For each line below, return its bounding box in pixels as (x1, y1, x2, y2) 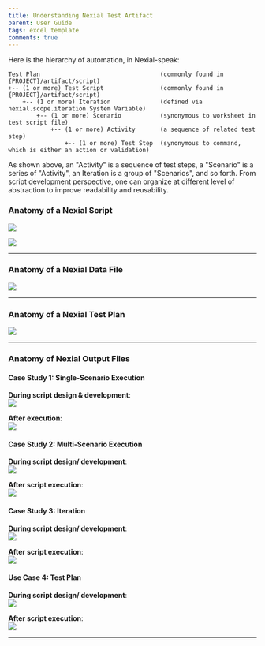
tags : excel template (8, 26, 80, 34)
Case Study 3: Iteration (8, 506, 86, 516)
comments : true (8, 33, 58, 42)
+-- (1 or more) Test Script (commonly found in (8, 84, 224, 92)
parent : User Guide (8, 19, 73, 27)
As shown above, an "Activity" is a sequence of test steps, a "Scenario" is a (8, 160, 254, 170)
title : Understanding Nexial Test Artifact (8, 11, 154, 20)
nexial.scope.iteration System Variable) (8, 105, 147, 113)
